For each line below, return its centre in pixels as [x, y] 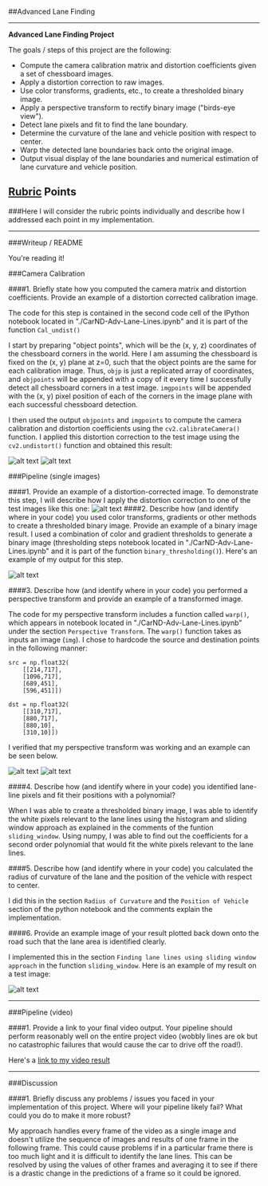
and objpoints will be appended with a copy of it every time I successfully [130, 379]
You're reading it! [37, 257]
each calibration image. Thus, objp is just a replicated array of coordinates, [131, 371]
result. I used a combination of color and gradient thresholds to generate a [130, 534]
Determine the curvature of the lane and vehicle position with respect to [138, 133]
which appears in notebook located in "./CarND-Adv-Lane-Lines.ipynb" [125, 622]
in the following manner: [48, 648]
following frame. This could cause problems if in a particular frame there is [131, 1148]
